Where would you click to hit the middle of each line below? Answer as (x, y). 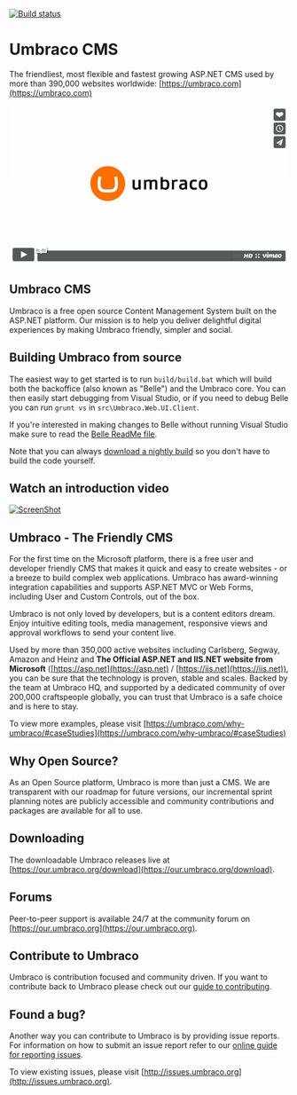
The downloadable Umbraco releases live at (90, 860)
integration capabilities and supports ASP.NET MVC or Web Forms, (132, 587)
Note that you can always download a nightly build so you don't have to (140, 451)
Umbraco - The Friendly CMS (91, 537)
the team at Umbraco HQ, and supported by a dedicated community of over (147, 688)
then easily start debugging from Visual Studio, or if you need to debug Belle (149, 398)
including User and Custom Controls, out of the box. (104, 597)
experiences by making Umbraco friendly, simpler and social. (121, 329)
